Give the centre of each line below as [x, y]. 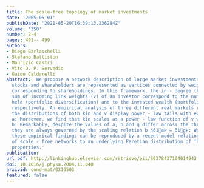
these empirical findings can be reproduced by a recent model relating [106, 136]
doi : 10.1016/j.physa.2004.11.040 [50, 164]
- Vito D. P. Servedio [35, 68]
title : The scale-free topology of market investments [77, 12]
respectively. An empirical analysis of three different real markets [103, 108]
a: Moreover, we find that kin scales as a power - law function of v [103, 119]
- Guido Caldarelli [31, 74]
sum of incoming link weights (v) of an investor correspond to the [100, 96]
